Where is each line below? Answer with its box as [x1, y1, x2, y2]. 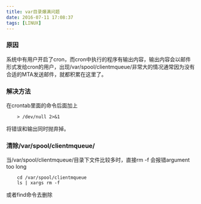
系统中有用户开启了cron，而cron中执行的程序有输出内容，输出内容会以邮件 [6, 55, 191, 63]
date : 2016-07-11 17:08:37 [6, 14, 74, 20]
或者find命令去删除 [6, 191, 53, 199]
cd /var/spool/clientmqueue [17, 175, 87, 181]
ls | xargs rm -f [17, 180, 60, 186]
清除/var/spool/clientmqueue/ [6, 142, 95, 150]
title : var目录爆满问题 [6, 8, 60, 15]
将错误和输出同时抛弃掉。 [6, 125, 69, 132]
